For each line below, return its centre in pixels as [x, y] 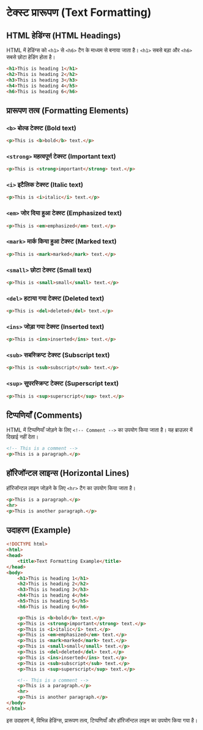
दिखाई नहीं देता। [23, 437]
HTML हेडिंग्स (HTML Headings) [64, 35]
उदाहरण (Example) [39, 530]
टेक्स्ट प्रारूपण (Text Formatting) [79, 13]
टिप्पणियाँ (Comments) [44, 415]
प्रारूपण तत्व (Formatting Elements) [68, 111]
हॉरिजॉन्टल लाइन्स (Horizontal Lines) [68, 473]
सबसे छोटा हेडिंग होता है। [31, 57]
